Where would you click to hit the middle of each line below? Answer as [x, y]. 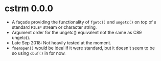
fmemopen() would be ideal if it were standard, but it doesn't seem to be [83, 48]
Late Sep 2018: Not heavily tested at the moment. [61, 42]
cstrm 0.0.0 [29, 9]
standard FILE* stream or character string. [54, 27]
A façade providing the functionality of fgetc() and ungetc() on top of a [84, 22]
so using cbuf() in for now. [39, 53]
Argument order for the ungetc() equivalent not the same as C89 [77, 32]
